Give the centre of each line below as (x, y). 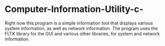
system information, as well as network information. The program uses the (81, 28)
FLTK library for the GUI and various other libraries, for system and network (82, 33)
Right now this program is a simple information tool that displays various (79, 23)
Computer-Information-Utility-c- (74, 9)
